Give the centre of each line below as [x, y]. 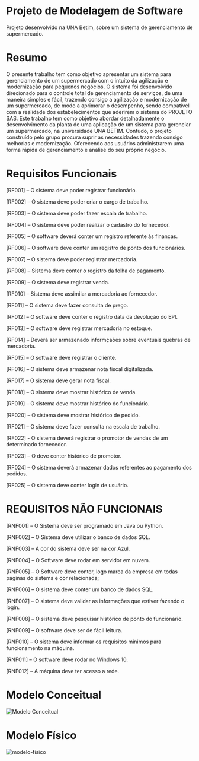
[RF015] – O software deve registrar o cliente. [61, 357]
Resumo [27, 58]
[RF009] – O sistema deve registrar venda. [58, 282]
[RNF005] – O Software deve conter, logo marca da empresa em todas [92, 572]
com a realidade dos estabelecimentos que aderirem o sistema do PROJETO [99, 112]
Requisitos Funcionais [62, 174]
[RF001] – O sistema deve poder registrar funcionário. [72, 190]
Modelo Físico [41, 735]
